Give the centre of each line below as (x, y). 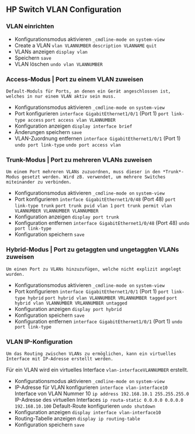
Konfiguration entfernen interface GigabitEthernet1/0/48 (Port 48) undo (102, 223)
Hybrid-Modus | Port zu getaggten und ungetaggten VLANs (93, 250)
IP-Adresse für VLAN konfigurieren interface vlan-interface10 (91, 387)
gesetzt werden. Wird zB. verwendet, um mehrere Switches (93, 177)
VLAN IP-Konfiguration (39, 341)
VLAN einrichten (30, 26)
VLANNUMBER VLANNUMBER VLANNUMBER (56, 211)
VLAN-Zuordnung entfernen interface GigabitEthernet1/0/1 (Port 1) (97, 138)
